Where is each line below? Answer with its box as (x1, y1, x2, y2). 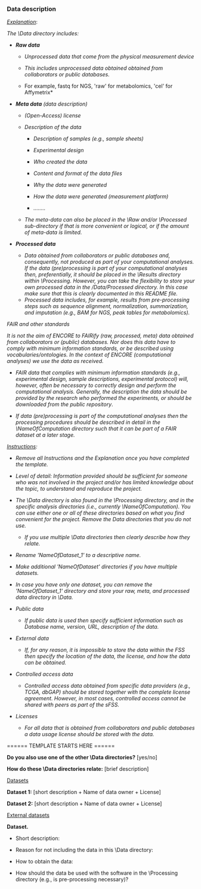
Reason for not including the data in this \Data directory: (15, 847, 154, 854)
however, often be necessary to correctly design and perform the (15, 382, 177, 389)
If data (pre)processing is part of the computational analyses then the (15, 413, 188, 420)
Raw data (15, 41, 41, 49)
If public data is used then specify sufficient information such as (24, 617, 184, 624)
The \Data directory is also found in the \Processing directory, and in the (15, 497, 194, 504)
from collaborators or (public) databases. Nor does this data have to (7, 339, 176, 346)
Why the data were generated (33, 182, 107, 189)
